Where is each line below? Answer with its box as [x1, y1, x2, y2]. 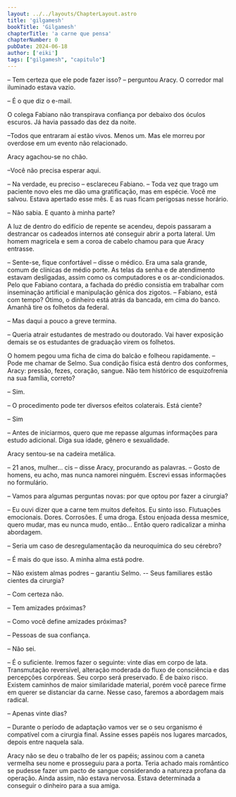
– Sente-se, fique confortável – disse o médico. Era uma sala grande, [7, 258, 208, 266]
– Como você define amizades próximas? [7, 617, 127, 625]
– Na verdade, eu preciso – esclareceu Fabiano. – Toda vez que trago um [7, 180, 219, 188]
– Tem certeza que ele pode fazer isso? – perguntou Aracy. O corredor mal [7, 75, 224, 84]
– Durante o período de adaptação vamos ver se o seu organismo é [7, 722, 203, 731]
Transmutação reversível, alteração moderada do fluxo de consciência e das [7, 665, 230, 674]
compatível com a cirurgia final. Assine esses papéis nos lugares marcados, [7, 730, 228, 739]
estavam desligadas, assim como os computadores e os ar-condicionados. [7, 272, 225, 282]
